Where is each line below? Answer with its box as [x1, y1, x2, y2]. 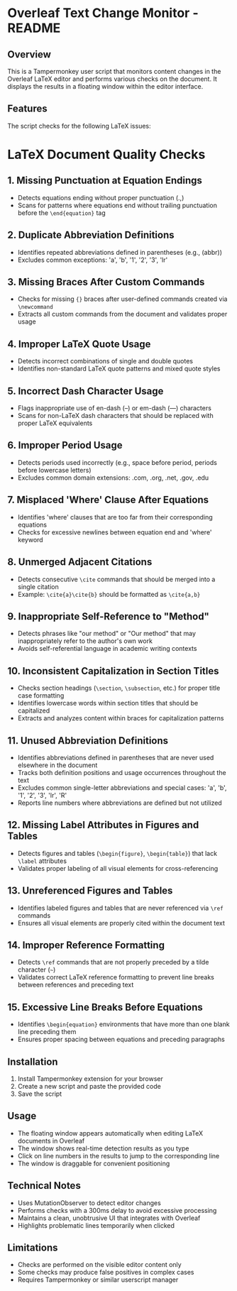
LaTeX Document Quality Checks [7, 147, 206, 163]
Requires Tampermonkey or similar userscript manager [17, 1275, 179, 1284]
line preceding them [17, 1028, 77, 1036]
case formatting [17, 691, 65, 700]
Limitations [7, 1242, 58, 1254]
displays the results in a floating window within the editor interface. [7, 82, 204, 90]
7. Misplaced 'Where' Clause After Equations [7, 494, 209, 506]
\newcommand [17, 304, 53, 311]
